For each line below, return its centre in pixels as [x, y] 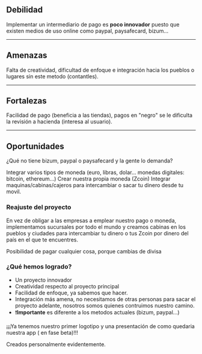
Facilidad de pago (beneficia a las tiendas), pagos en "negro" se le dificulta [99, 115]
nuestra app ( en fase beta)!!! [42, 332]
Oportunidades [35, 146]
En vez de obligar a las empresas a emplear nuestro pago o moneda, [91, 220]
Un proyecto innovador [43, 280]
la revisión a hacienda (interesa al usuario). [59, 122]
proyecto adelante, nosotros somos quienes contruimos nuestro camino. [105, 305]
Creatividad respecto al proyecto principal [67, 286]
